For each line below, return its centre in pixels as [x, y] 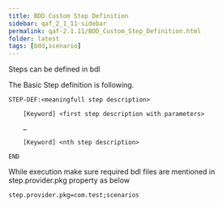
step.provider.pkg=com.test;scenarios [74, 196]
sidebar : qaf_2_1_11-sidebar [58, 24]
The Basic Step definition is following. [71, 85]
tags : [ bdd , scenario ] [45, 46]
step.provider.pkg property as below [69, 180]
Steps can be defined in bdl [54, 69]
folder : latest [34, 39]
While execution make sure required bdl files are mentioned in [112, 172]
